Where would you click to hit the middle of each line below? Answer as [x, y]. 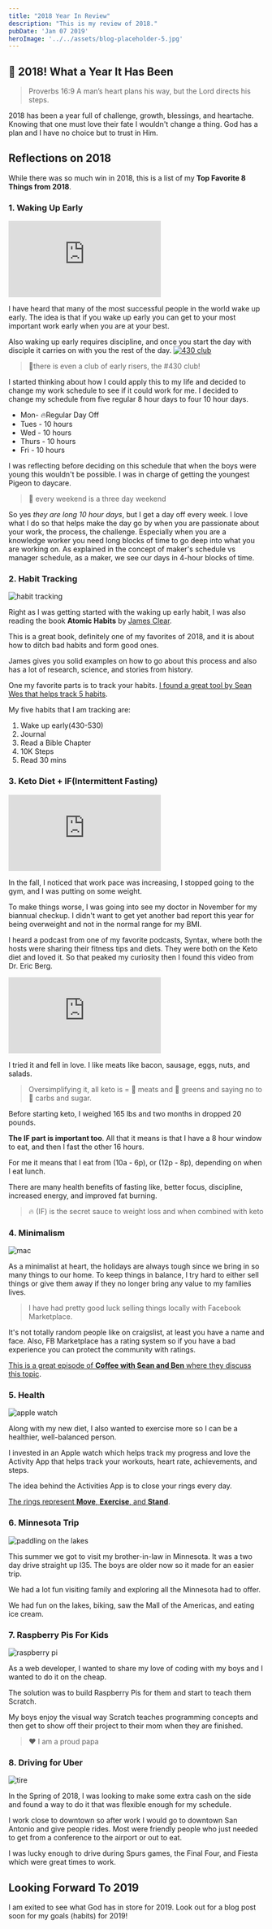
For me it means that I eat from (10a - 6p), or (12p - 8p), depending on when [135, 1162]
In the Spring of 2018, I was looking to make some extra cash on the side [130, 1796]
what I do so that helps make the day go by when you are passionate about [134, 523]
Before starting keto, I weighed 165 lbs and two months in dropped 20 [125, 1113]
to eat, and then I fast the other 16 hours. [76, 1147]
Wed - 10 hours [46, 433]
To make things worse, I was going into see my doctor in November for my [133, 907]
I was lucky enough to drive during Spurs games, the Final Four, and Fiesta [133, 1853]
